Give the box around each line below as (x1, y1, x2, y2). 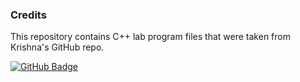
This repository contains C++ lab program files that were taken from (10, 31, 291, 43)
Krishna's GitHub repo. (10, 41, 105, 53)
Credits (10, 8, 47, 22)
